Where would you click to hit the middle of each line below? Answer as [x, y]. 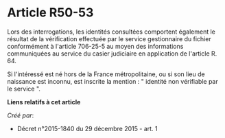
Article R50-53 [50, 13]
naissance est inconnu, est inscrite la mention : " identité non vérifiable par [113, 81]
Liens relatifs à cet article [44, 102]
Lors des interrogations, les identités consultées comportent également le [111, 32]
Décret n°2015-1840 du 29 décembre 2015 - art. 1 [87, 128]
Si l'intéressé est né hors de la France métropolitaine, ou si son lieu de [106, 74]
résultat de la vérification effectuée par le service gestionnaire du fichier [109, 38]
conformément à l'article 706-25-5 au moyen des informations [95, 46]
